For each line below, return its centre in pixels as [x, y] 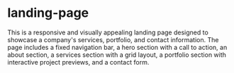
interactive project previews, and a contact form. [78, 62]
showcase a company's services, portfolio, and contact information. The [113, 39]
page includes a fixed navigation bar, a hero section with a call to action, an [117, 47]
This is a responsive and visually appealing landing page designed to [108, 32]
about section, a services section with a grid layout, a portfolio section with [117, 55]
